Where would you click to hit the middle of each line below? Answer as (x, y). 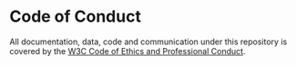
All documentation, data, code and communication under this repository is (148, 42)
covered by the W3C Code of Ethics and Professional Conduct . (128, 51)
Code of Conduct (75, 17)
